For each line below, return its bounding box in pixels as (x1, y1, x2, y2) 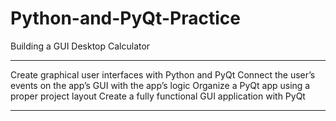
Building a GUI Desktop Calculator (10, 40, 151, 52)
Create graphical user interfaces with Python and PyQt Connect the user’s (10, 68, 316, 81)
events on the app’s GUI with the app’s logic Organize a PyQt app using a (10, 79, 311, 91)
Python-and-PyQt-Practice (10, 7, 241, 30)
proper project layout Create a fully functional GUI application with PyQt (10, 90, 306, 102)
